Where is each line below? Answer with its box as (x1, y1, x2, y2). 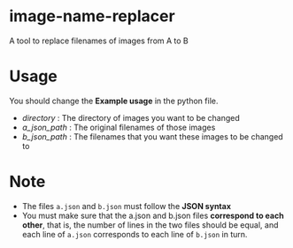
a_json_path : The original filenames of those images (21, 122, 216, 132)
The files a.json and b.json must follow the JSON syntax (21, 200, 232, 211)
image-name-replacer (9, 6, 175, 26)
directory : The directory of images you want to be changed (21, 112, 241, 123)
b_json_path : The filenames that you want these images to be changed (21, 131, 283, 142)
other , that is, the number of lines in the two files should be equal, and (21, 219, 279, 230)
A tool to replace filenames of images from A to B (9, 35, 189, 46)
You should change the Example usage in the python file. (9, 95, 219, 106)
